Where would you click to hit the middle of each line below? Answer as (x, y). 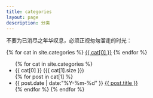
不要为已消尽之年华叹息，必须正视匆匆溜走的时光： (69, 41)
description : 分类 (28, 23)
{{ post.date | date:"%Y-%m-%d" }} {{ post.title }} (76, 83)
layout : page (22, 17)
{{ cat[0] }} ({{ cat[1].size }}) (50, 71)
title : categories (29, 12)
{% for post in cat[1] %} (44, 77)
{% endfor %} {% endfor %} (50, 90)
